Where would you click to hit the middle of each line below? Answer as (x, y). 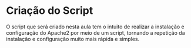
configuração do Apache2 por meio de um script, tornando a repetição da (95, 32)
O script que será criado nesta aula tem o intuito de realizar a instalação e (95, 27)
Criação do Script (50, 11)
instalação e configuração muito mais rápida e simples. (73, 39)
